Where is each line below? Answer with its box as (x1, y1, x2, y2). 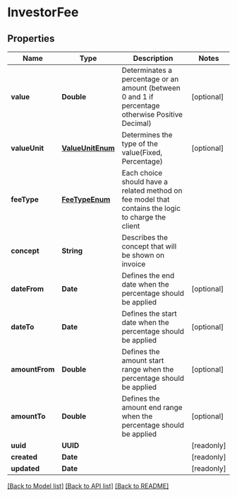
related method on (121, 185, 183, 195)
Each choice (121, 168, 163, 178)
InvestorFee (7, 4, 79, 21)
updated (11, 464, 40, 473)
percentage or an (121, 74, 179, 84)
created (11, 452, 37, 462)
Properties (7, 33, 55, 45)
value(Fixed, (121, 148, 163, 157)
